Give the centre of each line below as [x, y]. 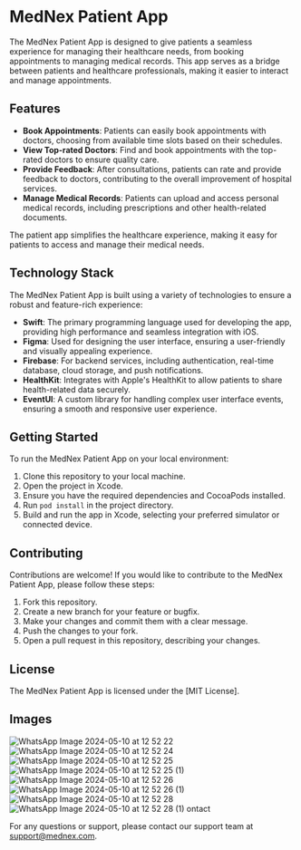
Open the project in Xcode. [73, 486]
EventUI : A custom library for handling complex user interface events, [153, 399]
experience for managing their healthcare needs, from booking [127, 51]
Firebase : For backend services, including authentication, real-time [148, 361]
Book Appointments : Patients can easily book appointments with [144, 130]
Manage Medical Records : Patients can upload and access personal [150, 198]
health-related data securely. [77, 389]
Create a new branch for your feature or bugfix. [111, 612]
